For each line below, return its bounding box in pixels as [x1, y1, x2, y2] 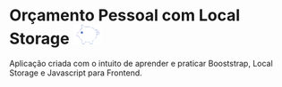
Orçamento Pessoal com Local [9, 5, 241, 26]
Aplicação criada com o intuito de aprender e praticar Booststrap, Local [9, 58, 273, 68]
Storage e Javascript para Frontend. [9, 67, 143, 78]
